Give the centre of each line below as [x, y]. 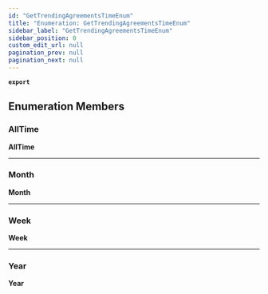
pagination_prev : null [46, 53]
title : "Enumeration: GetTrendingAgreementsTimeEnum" [100, 23]
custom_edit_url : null [46, 46]
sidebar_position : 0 [43, 38]
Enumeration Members [67, 107]
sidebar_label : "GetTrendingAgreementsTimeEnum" [91, 30]
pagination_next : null [46, 61]
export [19, 82]
